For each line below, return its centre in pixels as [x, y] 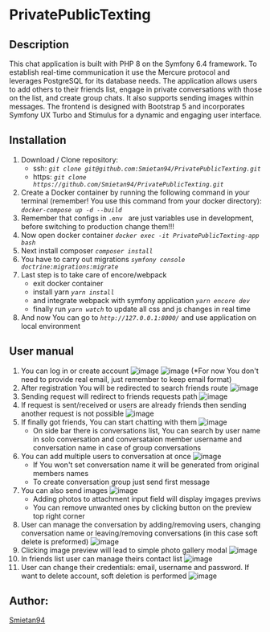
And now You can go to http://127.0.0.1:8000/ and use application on [138, 317]
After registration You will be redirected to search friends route [124, 388]
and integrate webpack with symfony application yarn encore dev [141, 300]
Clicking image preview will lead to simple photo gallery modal [124, 550]
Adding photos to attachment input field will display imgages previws [147, 499]
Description [39, 45]
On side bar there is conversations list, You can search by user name [146, 430]
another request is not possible [72, 413]
